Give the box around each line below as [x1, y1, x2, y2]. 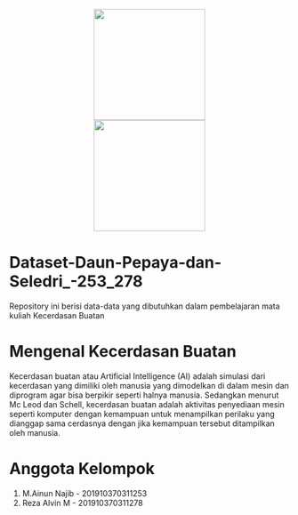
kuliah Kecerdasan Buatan [9, 310, 105, 320]
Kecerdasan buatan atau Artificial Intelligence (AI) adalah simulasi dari [9, 370, 266, 382]
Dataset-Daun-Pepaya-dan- [9, 253, 222, 273]
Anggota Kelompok [9, 459, 156, 479]
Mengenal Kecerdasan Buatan [9, 342, 238, 362]
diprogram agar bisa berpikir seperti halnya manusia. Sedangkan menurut [9, 390, 279, 400]
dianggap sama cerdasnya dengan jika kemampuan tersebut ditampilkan [9, 418, 276, 429]
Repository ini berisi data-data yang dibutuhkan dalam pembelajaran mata [9, 301, 280, 311]
